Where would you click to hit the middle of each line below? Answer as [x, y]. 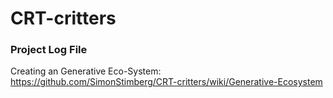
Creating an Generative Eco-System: [86, 71]
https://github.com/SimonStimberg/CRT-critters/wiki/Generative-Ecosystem [166, 82]
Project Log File [49, 50]
